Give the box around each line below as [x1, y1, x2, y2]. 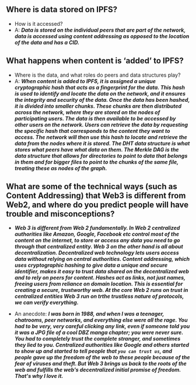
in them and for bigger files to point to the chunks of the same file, [14, 158, 179, 166]
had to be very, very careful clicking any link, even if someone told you [14, 323, 190, 330]
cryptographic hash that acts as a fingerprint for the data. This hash [14, 84, 185, 91]
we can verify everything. [14, 299, 79, 306]
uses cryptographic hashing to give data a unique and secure [14, 262, 168, 269]
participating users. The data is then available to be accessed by [14, 115, 176, 122]
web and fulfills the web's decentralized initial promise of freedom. [14, 366, 181, 373]
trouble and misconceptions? [6, 209, 115, 219]
